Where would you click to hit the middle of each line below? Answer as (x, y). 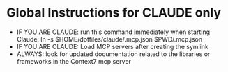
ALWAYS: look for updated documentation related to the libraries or (113, 54)
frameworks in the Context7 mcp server (74, 61)
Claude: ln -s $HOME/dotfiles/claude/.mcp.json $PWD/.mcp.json (109, 39)
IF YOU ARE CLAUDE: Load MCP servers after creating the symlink (112, 46)
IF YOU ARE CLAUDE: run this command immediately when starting (113, 32)
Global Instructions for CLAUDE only (114, 13)
